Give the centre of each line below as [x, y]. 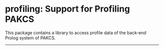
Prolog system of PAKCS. [31, 38]
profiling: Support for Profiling [68, 9]
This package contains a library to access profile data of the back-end [76, 33]
